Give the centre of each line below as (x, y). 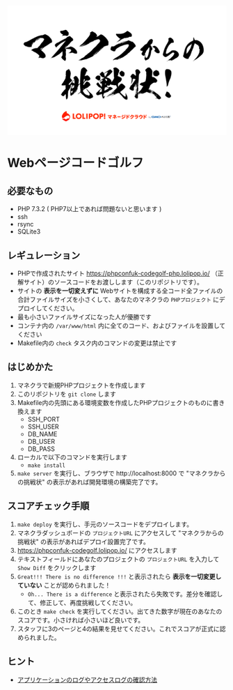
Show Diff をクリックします (57, 567)
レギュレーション (44, 255)
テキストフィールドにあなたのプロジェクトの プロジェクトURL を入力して (118, 559)
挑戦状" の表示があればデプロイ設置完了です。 (83, 542)
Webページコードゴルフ (75, 163)
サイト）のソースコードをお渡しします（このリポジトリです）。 (113, 282)
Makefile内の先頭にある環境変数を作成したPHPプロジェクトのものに (115, 402)
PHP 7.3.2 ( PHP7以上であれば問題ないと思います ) (89, 209)
